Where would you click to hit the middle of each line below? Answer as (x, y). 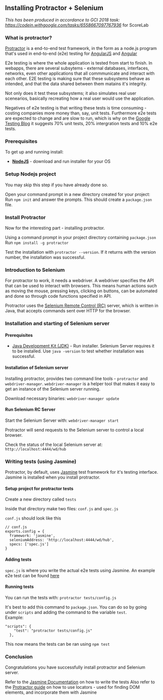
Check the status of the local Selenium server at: (54, 444)
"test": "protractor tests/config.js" (53, 631)
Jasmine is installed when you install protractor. (53, 477)
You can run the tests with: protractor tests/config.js (61, 597)
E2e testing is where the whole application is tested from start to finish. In (79, 63)
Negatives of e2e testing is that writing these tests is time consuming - (76, 108)
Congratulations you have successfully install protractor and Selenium (75, 667)
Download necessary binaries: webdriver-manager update (62, 398)
